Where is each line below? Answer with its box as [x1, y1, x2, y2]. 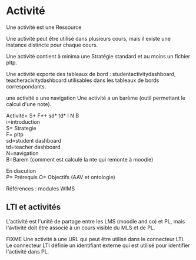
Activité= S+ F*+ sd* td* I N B [6, 112, 79, 119]
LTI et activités [6, 202, 61, 212]
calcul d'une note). [6, 100, 52, 107]
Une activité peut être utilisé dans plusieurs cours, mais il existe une [6, 35, 171, 42]
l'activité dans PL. [6, 248, 49, 255]
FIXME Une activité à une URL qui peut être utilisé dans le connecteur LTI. [6, 235, 185, 242]
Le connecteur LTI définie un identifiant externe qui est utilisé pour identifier [6, 242, 190, 249]
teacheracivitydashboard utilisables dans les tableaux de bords [6, 77, 160, 84]
